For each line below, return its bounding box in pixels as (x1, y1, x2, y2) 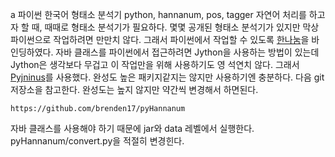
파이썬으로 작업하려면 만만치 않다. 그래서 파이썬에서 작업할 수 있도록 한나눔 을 (10, 34, 310, 45)
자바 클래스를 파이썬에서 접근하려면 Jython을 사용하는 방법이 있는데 (55, 46, 320, 58)
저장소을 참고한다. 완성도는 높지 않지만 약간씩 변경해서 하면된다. (10, 84, 259, 95)
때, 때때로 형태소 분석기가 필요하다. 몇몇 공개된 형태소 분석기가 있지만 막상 (31, 21, 320, 33)
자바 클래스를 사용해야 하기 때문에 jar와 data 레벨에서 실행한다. (10, 123, 255, 134)
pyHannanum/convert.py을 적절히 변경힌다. (10, 135, 185, 147)
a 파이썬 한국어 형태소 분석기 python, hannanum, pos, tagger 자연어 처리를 (10, 9, 307, 20)
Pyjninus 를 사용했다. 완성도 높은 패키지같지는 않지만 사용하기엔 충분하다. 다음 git (10, 71, 325, 83)
